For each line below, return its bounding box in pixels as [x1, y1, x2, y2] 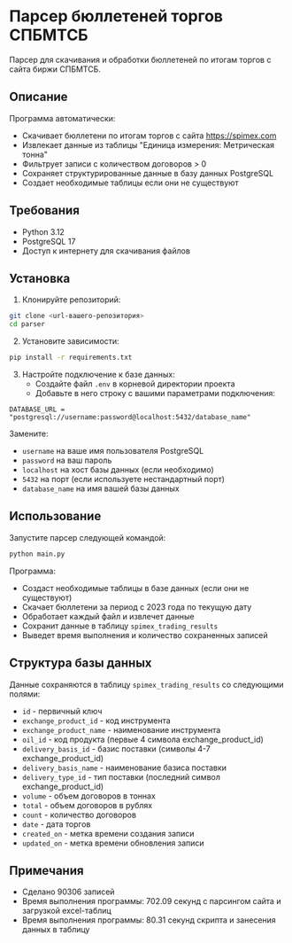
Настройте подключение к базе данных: [21, 370, 175, 379]
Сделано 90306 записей [21, 886, 115, 897]
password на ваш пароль [21, 455, 112, 465]
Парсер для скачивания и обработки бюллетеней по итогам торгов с [9, 54, 272, 65]
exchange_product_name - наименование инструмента [21, 724, 221, 735]
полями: [9, 689, 41, 699]
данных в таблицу [21, 924, 90, 935]
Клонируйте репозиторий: [21, 294, 121, 305]
